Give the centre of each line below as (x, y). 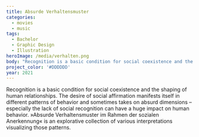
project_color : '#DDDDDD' (38, 67)
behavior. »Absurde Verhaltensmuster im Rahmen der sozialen (83, 115)
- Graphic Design (33, 45)
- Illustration (30, 51)
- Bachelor (25, 39)
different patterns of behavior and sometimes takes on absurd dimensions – (99, 102)
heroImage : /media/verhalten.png (48, 56)
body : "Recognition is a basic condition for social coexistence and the (100, 61)
